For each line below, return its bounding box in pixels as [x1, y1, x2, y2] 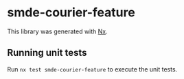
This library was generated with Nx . [7, 27, 108, 35]
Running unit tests [7, 47, 87, 59]
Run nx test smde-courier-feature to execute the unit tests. [7, 65, 178, 73]
